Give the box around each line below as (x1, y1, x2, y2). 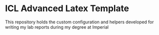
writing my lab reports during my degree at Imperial (5, 24, 109, 30)
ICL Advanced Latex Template (5, 3, 129, 14)
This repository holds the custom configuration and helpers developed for (5, 19, 154, 25)
